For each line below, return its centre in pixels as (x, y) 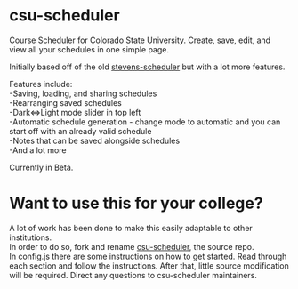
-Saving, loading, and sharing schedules (83, 93)
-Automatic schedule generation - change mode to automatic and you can (145, 122)
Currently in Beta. (41, 167)
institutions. (30, 237)
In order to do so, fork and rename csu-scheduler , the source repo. (132, 246)
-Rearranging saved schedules (66, 102)
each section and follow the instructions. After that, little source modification (149, 265)
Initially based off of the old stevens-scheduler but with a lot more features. (147, 67)
